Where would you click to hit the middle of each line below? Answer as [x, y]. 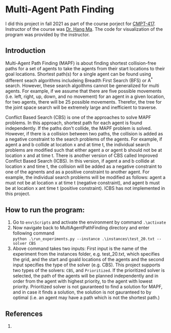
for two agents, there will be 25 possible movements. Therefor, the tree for [83, 102]
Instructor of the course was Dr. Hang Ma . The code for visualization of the [84, 29]
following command [33, 233]
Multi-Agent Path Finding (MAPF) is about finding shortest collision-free [81, 63]
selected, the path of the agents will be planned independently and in [86, 276]
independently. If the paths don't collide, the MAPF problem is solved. [79, 128]
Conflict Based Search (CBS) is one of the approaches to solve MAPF [78, 117]
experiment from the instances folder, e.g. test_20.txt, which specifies [86, 254]
